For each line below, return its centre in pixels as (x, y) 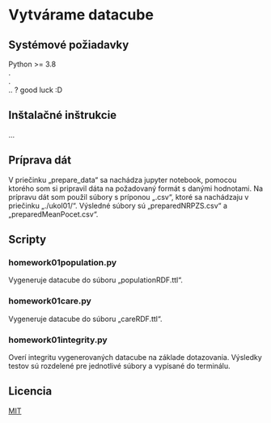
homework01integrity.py (58, 340)
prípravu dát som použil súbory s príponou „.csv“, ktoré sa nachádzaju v (129, 197)
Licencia (30, 391)
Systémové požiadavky (69, 45)
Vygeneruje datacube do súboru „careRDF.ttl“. (85, 319)
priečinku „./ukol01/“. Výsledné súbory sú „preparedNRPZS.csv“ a (118, 205)
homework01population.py (63, 262)
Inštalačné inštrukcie (63, 115)
